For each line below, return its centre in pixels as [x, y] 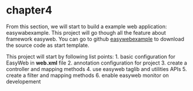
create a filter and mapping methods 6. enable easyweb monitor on [88, 75]
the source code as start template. [48, 45]
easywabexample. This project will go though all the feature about [86, 32]
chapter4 [29, 10]
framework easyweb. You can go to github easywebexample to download [95, 39]
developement [24, 81]
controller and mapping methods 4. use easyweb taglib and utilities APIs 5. [96, 69]
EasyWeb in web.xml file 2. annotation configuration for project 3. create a [96, 63]
